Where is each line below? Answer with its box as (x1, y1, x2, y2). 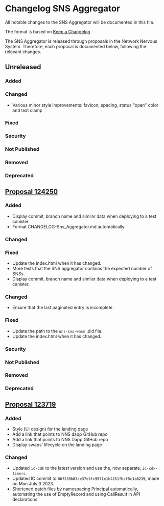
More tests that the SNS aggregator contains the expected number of (12, 266, 152, 272)
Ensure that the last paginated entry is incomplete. (12, 305, 114, 310)
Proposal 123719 (5, 400, 56, 408)
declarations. (12, 497, 39, 503)
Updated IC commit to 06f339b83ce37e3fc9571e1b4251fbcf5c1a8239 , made (12, 476, 160, 481)
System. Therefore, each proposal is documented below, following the (5, 43, 147, 49)
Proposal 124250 (5, 187, 58, 196)
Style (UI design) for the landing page (12, 426, 88, 432)
